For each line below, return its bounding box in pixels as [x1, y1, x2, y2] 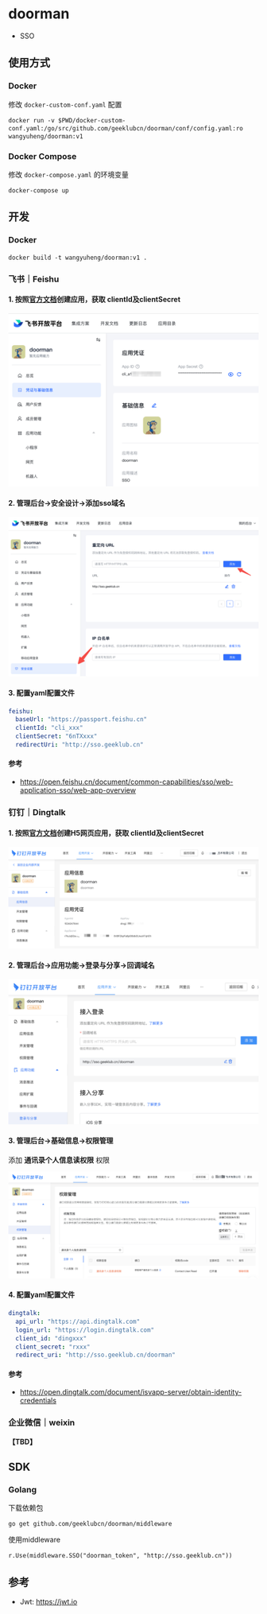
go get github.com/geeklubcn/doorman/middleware [8, 1520, 172, 1528]
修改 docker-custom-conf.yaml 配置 [8, 99, 122, 109]
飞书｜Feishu [8, 274, 60, 285]
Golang [8, 1484, 37, 1496]
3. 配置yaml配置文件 [8, 688, 75, 697]
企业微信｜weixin [8, 1417, 75, 1428]
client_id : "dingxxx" [15, 1334, 87, 1342]
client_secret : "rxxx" [15, 1343, 91, 1351]
